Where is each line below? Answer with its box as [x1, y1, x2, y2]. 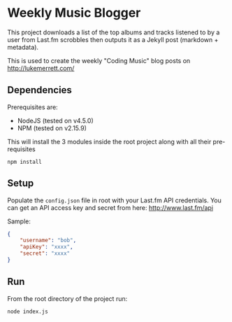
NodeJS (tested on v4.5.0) [17, 116, 94, 125]
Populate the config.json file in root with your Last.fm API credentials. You [7, 196, 222, 204]
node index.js [7, 308, 49, 315]
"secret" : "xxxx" [20, 250, 71, 257]
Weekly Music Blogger [7, 5, 141, 21]
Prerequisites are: [7, 103, 58, 111]
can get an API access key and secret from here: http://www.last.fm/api [7, 203, 214, 211]
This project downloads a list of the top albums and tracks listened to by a [7, 28, 220, 36]
